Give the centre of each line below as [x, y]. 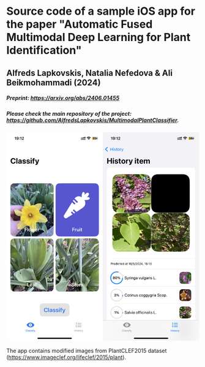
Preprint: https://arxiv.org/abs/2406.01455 [63, 98]
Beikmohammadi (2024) [54, 82]
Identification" [44, 51]
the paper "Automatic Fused [80, 24]
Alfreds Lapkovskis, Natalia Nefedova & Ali [90, 73]
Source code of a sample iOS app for [101, 11]
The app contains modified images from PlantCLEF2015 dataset [87, 351]
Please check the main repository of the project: [69, 113]
